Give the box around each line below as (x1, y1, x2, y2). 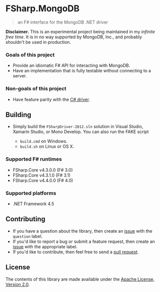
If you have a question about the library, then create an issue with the (12, 228, 153, 234)
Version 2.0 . (5, 281, 30, 287)
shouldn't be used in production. (5, 39, 71, 45)
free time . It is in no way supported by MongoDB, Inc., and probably (5, 34, 142, 40)
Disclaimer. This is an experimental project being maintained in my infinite (5, 28, 156, 34)
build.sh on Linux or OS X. (20, 143, 74, 150)
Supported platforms (5, 189, 57, 196)
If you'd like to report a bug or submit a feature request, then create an (12, 239, 155, 244)
